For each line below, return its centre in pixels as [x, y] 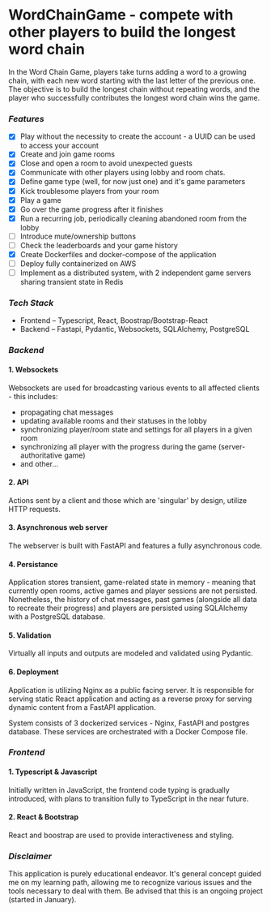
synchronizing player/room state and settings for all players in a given [136, 429]
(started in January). [42, 900]
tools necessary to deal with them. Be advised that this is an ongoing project [135, 891]
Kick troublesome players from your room [89, 191]
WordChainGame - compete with [121, 15]
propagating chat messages [67, 412]
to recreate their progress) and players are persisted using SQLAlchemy [128, 608]
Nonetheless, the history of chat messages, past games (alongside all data [133, 600]
